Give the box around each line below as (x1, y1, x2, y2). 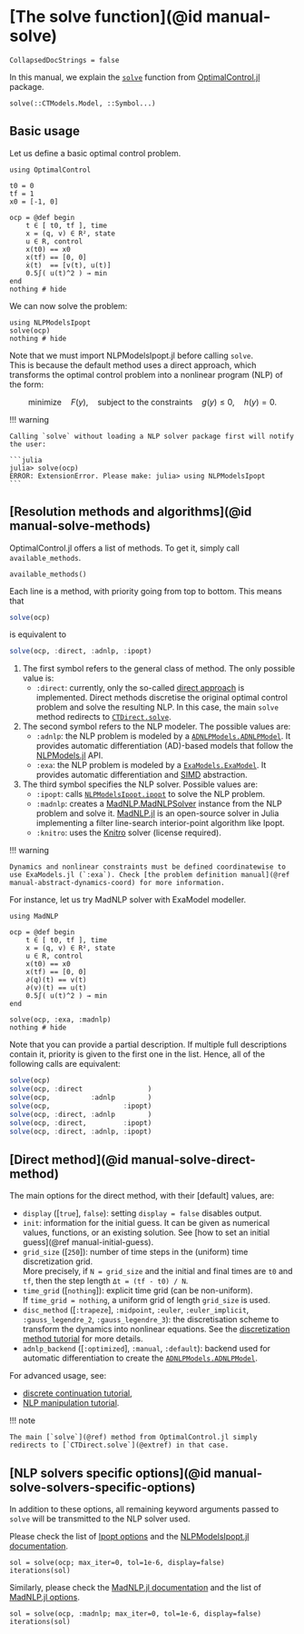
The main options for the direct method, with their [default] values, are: (9, 1191, 275, 1201)
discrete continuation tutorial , (22, 1388, 133, 1399)
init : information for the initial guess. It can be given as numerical (22, 1218, 270, 1229)
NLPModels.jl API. (35, 750, 103, 761)
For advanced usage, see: (9, 1370, 107, 1381)
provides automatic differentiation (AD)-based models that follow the (35, 741, 293, 752)
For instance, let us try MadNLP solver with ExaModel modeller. (9, 894, 247, 905)
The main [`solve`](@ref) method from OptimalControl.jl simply (9, 1433, 258, 1442)
